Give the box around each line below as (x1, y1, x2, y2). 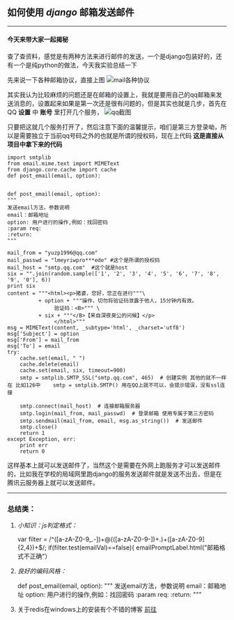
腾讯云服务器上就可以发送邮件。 (7, 479, 99, 487)
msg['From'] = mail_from (7, 336, 79, 343)
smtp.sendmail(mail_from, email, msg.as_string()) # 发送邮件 (19, 417, 203, 425)
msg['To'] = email (7, 343, 61, 350)
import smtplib (7, 154, 52, 162)
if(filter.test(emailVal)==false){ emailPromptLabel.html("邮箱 (47, 543, 219, 552)
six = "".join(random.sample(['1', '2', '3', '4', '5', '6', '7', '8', (7, 270, 219, 277)
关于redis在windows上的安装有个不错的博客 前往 (17, 605, 157, 614)
